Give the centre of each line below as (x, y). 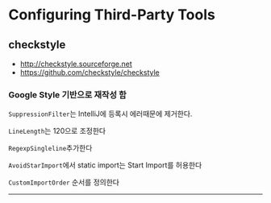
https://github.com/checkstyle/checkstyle (90, 72)
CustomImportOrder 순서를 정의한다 (64, 182)
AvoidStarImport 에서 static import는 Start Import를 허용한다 (105, 165)
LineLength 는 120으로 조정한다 (57, 131)
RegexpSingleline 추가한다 (50, 148)
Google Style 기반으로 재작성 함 (67, 94)
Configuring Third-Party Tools (112, 15)
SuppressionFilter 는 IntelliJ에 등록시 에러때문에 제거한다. (100, 114)
